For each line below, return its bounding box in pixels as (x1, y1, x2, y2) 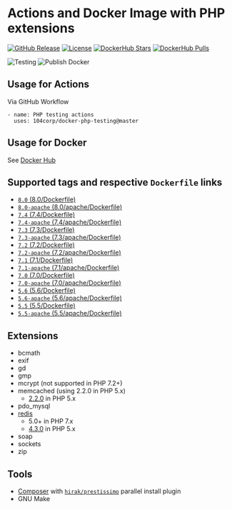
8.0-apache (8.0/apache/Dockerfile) (17, 203, 123, 211)
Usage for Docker (7, 137, 87, 149)
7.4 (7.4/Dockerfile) (17, 211, 76, 219)
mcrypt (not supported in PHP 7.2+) (17, 379, 123, 388)
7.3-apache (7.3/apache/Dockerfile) (17, 233, 121, 242)
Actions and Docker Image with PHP (7, 5, 226, 21)
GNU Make (17, 495, 51, 503)
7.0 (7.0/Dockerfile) (17, 271, 75, 280)
